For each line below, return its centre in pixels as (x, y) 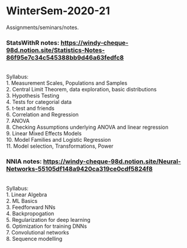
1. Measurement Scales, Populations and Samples (67, 83)
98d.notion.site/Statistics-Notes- (56, 50)
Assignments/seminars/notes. (42, 27)
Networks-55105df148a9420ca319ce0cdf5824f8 (79, 169)
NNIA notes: (24, 161)
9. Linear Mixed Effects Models (44, 133)
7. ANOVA (18, 121)
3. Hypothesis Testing (33, 96)
